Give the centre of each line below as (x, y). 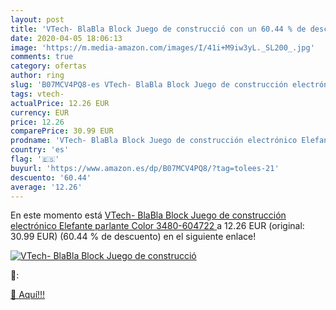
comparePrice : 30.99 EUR (62, 131)
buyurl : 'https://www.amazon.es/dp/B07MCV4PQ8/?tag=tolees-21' (145, 168)
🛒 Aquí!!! (28, 295)
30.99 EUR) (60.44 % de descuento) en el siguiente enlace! (133, 237)
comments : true (42, 57)
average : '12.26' (46, 187)
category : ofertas (48, 66)
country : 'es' (40, 150)
